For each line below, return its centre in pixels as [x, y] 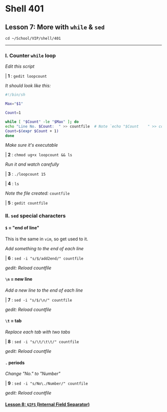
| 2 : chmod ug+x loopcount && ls [39, 155]
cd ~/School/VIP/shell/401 [33, 38]
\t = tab [13, 321]
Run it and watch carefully [32, 164]
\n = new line [19, 279]
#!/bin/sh [15, 95]
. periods [15, 362]
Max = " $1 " [14, 104]
